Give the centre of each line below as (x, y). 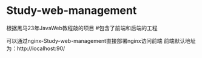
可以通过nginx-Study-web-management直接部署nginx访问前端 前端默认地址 (101, 40)
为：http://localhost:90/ (36, 48)
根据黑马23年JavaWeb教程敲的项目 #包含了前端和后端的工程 (82, 28)
